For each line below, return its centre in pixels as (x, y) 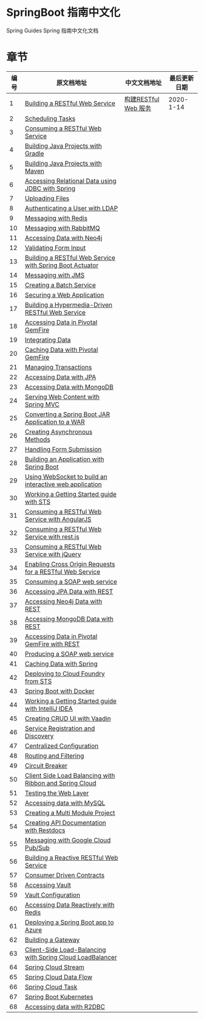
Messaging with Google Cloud (68, 840)
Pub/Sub (37, 847)
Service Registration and (60, 728)
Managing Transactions (59, 367)
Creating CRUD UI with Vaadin (68, 718)
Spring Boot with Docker (60, 691)
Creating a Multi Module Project (70, 813)
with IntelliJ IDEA (49, 708)
